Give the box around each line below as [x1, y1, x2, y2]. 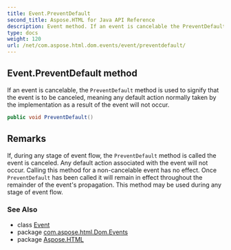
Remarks [7, 133, 47, 145]
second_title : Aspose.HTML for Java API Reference [7, 17, 155, 23]
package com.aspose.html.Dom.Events [16, 228, 129, 236]
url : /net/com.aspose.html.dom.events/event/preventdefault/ [7, 42, 186, 49]
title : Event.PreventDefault [7, 10, 91, 17]
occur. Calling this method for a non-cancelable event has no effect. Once [7, 166, 217, 174]
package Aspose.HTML [16, 235, 85, 243]
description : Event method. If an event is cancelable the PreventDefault [7, 23, 226, 30]
